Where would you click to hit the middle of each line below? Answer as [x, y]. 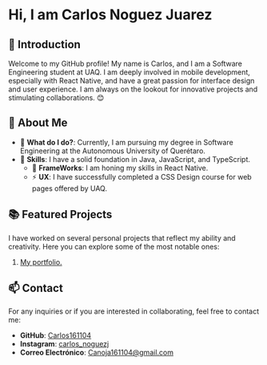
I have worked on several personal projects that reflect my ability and [122, 237]
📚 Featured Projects [60, 215]
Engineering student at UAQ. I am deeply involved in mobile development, [129, 72]
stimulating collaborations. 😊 [56, 97]
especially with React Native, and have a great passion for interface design [132, 81]
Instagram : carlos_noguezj [64, 344]
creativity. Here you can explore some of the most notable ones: [114, 246]
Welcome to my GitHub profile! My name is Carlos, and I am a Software [125, 63]
